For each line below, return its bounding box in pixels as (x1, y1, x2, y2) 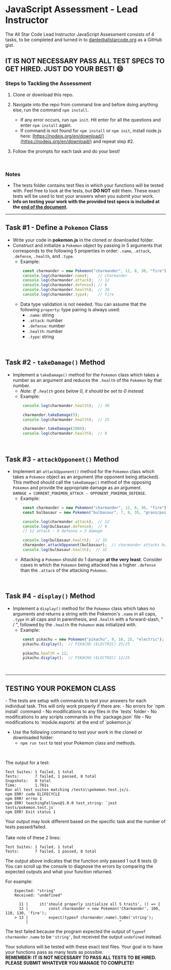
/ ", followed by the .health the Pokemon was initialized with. (12, 622, 137, 628)
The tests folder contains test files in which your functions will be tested (12, 182, 164, 188)
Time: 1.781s (5, 783, 49, 788)
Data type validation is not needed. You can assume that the (20, 301, 147, 307)
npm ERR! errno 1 (5, 796, 42, 802)
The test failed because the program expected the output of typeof (5, 928, 146, 934)
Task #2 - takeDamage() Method (5, 358, 105, 367)
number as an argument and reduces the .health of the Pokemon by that (12, 377, 162, 383)
